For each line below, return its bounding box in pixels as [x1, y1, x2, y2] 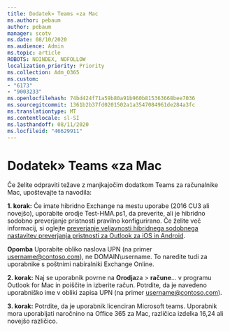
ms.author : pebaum [7, 17, 61, 24]
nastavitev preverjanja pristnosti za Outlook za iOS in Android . [7, 232, 185, 240]
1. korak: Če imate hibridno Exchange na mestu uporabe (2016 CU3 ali [7, 202, 210, 210]
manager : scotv [7, 29, 52, 37]
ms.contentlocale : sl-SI [7, 114, 80, 121]
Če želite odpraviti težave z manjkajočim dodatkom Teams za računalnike [7, 181, 219, 189]
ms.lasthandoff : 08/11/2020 [7, 120, 89, 128]
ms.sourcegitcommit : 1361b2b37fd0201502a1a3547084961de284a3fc [7, 102, 196, 109]
